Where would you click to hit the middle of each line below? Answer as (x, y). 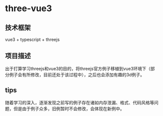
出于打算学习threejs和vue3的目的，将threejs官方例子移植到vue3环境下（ (78, 68)
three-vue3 (28, 8)
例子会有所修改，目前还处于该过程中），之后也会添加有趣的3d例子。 (77, 75)
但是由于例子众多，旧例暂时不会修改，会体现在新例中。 (69, 108)
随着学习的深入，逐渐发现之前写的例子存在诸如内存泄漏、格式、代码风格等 (80, 102)
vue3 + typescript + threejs (32, 40)
